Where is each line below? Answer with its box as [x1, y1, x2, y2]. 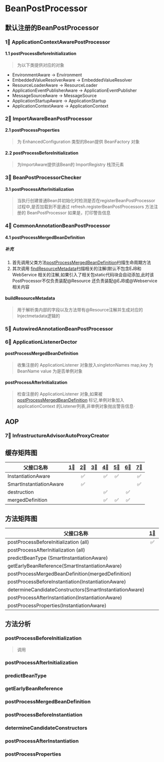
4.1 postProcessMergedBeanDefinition [5, 234, 85, 240]
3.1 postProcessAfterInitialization [5, 186, 74, 192]
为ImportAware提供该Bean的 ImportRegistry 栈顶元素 [17, 162, 124, 167]
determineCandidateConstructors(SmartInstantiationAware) [7, 586, 145, 593]
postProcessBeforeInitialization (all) [7, 539, 89, 546]
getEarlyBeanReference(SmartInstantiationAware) [7, 562, 122, 569]
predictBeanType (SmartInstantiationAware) [7, 555, 108, 561]
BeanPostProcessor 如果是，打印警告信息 [26, 210, 111, 216]
